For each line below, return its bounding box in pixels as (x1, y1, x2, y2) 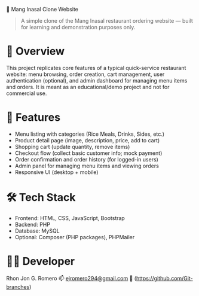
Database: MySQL (14, 227, 60, 234)
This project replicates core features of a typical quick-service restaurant (6, 64, 186, 71)
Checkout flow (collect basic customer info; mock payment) (14, 149, 163, 157)
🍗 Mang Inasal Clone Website (6, 6, 79, 13)
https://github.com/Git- (136, 274, 193, 282)
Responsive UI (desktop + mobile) (14, 168, 99, 176)
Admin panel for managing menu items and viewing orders (14, 162, 160, 169)
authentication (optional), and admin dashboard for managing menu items (6, 77, 188, 84)
